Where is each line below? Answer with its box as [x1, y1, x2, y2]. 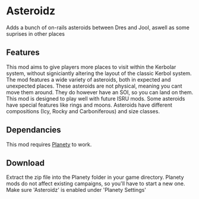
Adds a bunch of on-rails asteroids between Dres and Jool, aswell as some [6, 24, 190, 31]
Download [6, 158, 45, 168]
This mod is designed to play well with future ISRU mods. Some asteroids [6, 95, 185, 102]
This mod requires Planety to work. [6, 141, 92, 148]
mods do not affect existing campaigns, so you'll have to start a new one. [6, 180, 185, 187]
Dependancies [6, 125, 61, 135]
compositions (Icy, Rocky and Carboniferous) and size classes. [6, 107, 160, 114]
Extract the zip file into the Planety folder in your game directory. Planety [6, 174, 184, 181]
